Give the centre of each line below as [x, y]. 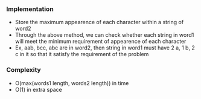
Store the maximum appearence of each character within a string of [99, 22]
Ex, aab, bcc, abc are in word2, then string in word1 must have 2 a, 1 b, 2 [105, 48]
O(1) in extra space [38, 89]
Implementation [30, 9]
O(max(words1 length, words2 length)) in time [72, 83]
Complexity [24, 70]
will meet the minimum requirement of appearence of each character [101, 42]
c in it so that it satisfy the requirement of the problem [82, 54]
